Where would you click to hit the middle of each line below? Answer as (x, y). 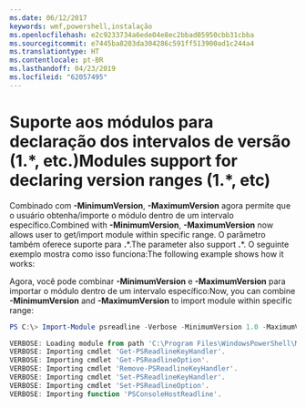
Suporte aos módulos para (112, 122)
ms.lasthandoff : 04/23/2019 (63, 69)
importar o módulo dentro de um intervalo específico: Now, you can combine (153, 291)
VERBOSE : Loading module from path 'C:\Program (102, 343)
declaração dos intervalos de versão (150, 141)
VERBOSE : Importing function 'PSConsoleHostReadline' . (116, 394)
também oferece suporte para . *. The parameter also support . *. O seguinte (149, 244)
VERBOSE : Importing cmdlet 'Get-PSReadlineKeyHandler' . (117, 352)
